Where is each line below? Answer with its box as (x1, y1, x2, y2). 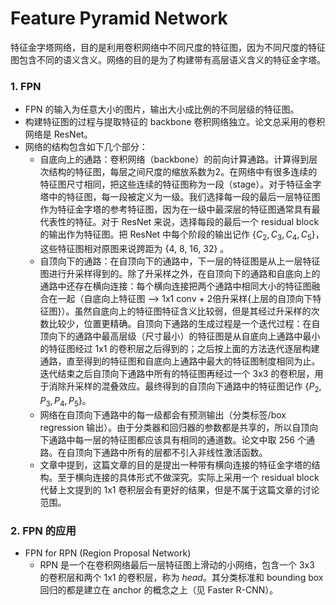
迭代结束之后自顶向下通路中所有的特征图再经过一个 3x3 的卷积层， (39, 368, 315, 380)
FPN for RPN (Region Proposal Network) (24, 547, 192, 559)
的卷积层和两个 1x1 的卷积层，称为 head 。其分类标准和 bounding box (39, 571, 324, 583)
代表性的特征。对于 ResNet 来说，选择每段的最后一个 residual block (39, 216, 320, 228)
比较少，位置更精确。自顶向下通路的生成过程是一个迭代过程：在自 (48, 318, 321, 330)
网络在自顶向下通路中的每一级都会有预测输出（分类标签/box (39, 408, 287, 421)
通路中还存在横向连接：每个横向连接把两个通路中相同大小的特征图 (39, 280, 312, 292)
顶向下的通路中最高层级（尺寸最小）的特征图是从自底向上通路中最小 (39, 330, 321, 342)
